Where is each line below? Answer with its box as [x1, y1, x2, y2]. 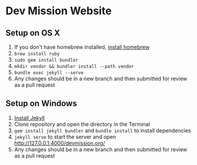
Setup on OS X [5, 28, 61, 38]
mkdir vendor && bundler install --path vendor [14, 64, 134, 69]
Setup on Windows [5, 99, 78, 109]
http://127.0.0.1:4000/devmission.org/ [14, 139, 105, 147]
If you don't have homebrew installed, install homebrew [14, 43, 150, 50]
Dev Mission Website [5, 4, 112, 18]
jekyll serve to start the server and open [14, 133, 116, 140]
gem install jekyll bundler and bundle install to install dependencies [14, 126, 191, 134]
